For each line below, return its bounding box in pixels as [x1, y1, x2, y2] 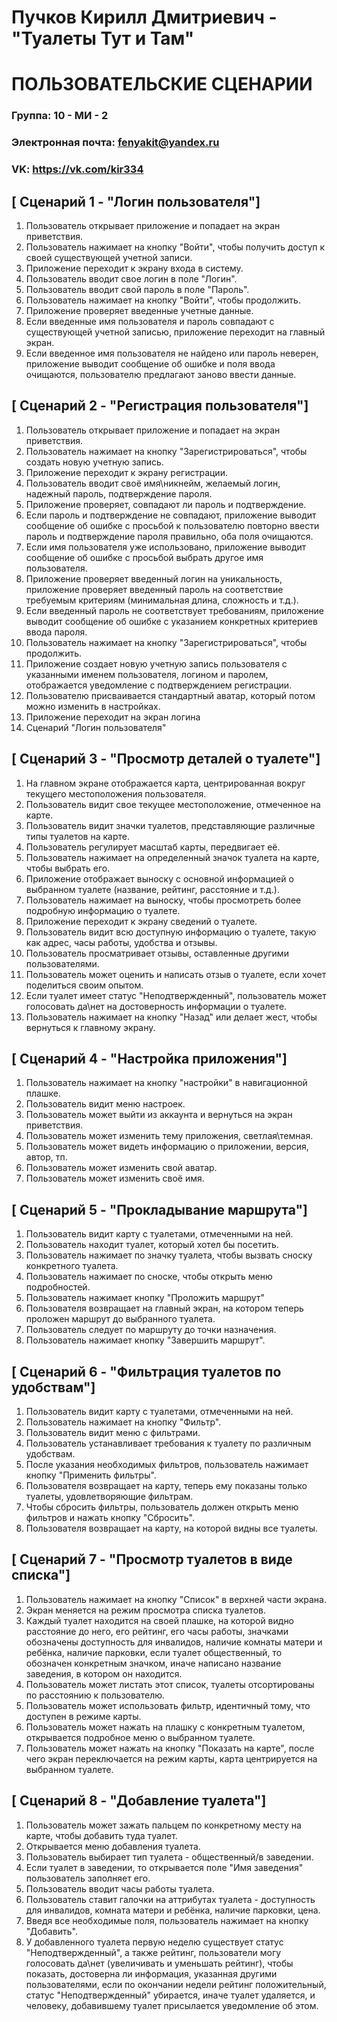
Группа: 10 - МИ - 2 [11, 109, 109, 123]
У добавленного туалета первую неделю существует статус [25, 1936, 284, 1948]
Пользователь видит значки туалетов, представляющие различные [25, 819, 316, 831]
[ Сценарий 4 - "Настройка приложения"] [11, 1050, 288, 1067]
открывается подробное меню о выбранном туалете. [25, 1731, 256, 1743]
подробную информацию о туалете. [25, 904, 181, 916]
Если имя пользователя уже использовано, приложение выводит [25, 541, 307, 553]
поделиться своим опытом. [25, 979, 144, 991]
